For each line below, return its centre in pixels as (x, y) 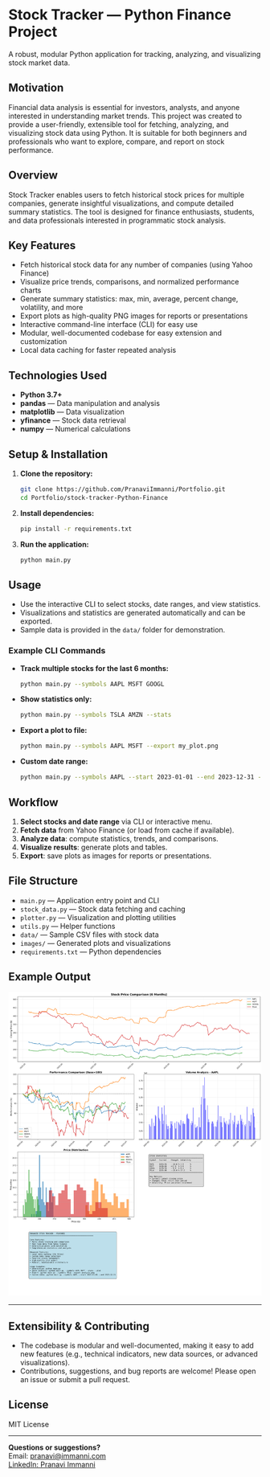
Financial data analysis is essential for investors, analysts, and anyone (124, 107)
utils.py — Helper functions (67, 926)
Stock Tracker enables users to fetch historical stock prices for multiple (127, 194)
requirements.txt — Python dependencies (91, 951)
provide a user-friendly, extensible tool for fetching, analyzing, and (119, 124)
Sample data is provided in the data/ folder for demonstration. (123, 630)
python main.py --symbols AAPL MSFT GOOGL (92, 684)
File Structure (43, 881)
